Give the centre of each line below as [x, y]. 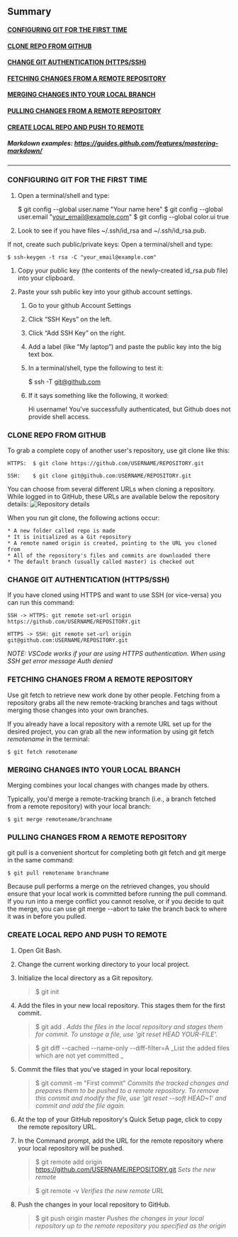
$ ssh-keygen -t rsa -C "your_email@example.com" [82, 257]
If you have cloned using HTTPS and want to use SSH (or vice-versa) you [114, 595]
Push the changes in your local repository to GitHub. [94, 1204]
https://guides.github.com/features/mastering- [146, 143]
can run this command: [41, 603]
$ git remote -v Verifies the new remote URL [100, 1190]
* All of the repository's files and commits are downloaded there [109, 556]
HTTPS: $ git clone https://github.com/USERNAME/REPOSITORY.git [106, 464]
